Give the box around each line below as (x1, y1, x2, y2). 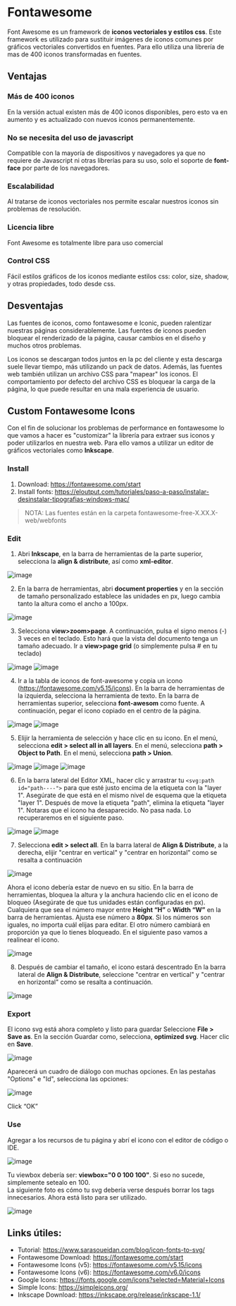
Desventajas (7, 300, 63, 312)
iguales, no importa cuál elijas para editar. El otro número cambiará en (7, 920, 210, 929)
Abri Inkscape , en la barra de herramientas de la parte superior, (17, 550, 203, 558)
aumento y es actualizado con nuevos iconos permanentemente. (7, 115, 195, 123)
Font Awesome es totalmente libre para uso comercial (7, 238, 163, 247)
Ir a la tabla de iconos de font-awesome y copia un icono (17, 677, 183, 685)
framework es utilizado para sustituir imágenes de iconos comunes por (7, 35, 213, 43)
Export (7, 1009, 31, 1018)
